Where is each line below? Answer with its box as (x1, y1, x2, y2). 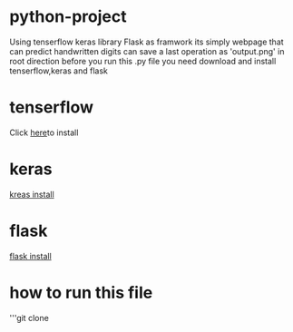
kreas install (9, 189, 54, 200)
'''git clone (9, 312, 50, 323)
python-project (9, 6, 127, 27)
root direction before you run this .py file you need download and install (9, 55, 277, 66)
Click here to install (9, 127, 79, 138)
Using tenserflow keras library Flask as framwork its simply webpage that (9, 36, 284, 47)
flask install (9, 250, 52, 261)
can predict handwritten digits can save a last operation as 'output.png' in (9, 45, 285, 56)
